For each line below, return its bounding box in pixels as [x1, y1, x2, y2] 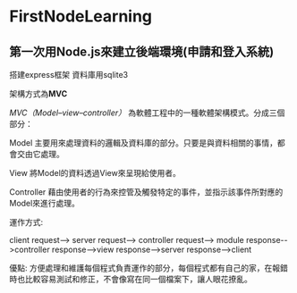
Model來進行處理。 [9, 198, 81, 208]
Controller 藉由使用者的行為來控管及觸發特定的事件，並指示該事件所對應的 [9, 187, 284, 197]
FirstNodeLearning [9, 6, 153, 27]
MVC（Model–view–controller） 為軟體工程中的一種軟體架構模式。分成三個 [9, 107, 285, 118]
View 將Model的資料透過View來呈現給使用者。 [9, 168, 181, 178]
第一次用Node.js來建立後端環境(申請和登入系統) [9, 44, 275, 59]
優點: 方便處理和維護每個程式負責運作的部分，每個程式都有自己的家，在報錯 [9, 263, 288, 273]
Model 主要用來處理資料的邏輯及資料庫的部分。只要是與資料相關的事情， [9, 138, 278, 148]
